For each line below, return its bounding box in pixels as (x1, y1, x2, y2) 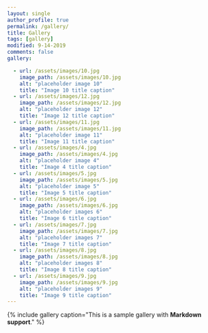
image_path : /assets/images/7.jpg (19, 228, 118, 234)
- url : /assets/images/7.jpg (13, 221, 97, 228)
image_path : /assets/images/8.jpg (19, 253, 118, 261)
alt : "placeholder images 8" (19, 260, 103, 267)
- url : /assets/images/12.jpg (13, 93, 100, 100)
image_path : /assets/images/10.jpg (19, 74, 122, 81)
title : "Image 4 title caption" (19, 163, 112, 170)
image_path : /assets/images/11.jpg (19, 125, 122, 132)
